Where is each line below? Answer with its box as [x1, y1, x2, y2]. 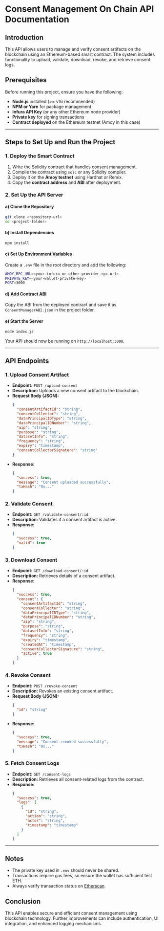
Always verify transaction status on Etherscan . [12, 883, 106, 889]
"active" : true [21, 651, 52, 656]
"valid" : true [17, 540, 45, 546]
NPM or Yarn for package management [12, 104, 92, 110]
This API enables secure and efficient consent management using [5, 910, 138, 916]
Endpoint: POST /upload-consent [12, 382, 78, 388]
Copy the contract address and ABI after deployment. [12, 179, 122, 185]
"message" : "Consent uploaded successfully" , [17, 480, 111, 485]
